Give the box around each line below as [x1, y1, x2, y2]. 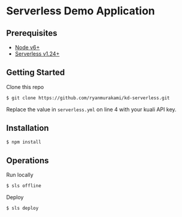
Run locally [6, 172, 34, 179]
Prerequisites [6, 28, 57, 38]
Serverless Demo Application [6, 4, 156, 18]
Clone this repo [6, 83, 44, 90]
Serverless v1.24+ [14, 50, 60, 57]
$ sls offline [6, 183, 42, 189]
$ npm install [6, 139, 42, 145]
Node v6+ [14, 44, 40, 51]
